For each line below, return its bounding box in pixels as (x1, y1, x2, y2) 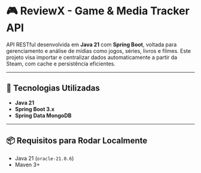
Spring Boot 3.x (14, 105, 55, 112)
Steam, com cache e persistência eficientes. (6, 60, 115, 67)
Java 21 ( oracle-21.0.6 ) (14, 154, 74, 162)
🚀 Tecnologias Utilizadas (6, 83, 100, 93)
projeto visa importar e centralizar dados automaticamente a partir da (6, 53, 178, 61)
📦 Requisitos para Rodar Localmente (6, 136, 148, 146)
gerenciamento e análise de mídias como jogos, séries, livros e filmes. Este (6, 47, 191, 54)
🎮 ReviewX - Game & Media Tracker (6, 4, 190, 18)
